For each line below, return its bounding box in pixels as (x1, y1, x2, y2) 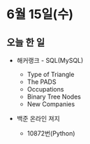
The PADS (27, 78, 57, 86)
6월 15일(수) (6, 6, 74, 22)
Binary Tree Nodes (27, 92, 82, 101)
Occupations (27, 85, 64, 93)
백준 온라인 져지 (16, 115, 60, 122)
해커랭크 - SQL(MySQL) (16, 57, 84, 64)
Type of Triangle (27, 71, 75, 78)
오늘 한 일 (6, 36, 45, 48)
